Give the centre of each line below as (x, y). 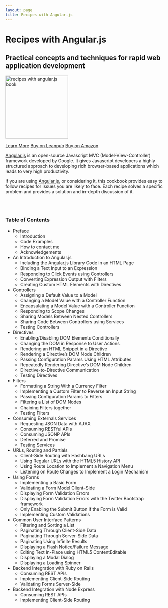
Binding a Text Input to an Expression (59, 268)
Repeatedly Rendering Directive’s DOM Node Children (76, 364)
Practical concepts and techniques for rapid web (83, 58)
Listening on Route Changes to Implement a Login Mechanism (84, 471)
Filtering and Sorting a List (47, 525)
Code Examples (36, 241)
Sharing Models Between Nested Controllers (66, 316)
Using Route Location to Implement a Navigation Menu (76, 466)
